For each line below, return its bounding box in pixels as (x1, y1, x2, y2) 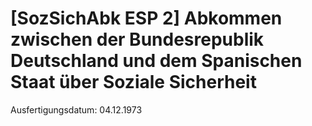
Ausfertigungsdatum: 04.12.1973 (10, 103, 143, 116)
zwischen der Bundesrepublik (10, 28, 265, 51)
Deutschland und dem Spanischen (10, 50, 303, 72)
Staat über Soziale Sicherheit (10, 71, 257, 94)
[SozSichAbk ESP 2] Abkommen (10, 7, 283, 30)
